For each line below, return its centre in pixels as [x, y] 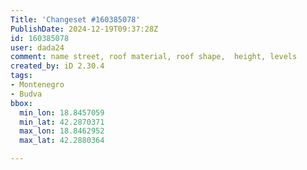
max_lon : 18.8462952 [62, 131]
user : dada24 [37, 47]
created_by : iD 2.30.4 [57, 66]
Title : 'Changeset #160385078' [75, 19]
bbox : [21, 103]
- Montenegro [37, 85]
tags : [21, 76]
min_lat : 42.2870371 [62, 122]
